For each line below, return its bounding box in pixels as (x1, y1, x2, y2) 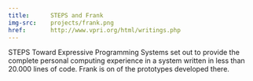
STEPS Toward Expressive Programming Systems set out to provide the (8, 48, 240, 57)
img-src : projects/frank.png (8, 19, 114, 27)
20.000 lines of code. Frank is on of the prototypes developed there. (8, 64, 230, 74)
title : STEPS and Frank (8, 11, 104, 20)
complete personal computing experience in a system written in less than (8, 56, 245, 65)
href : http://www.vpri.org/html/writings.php (8, 26, 181, 34)
